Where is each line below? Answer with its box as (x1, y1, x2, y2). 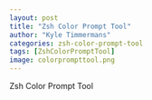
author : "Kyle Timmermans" (9, 30, 111, 39)
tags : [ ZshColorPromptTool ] (9, 47, 116, 56)
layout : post (9, 13, 59, 23)
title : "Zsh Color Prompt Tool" (9, 22, 131, 31)
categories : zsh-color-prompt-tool (9, 38, 144, 48)
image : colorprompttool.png (9, 55, 116, 65)
